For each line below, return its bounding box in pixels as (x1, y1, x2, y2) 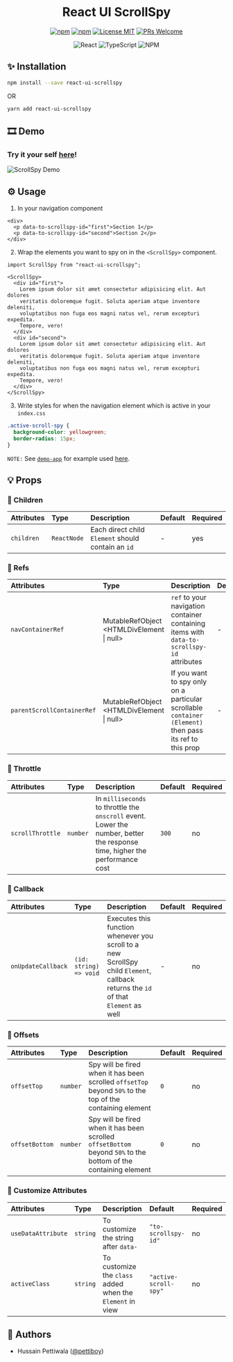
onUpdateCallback (10, 962, 68, 971)
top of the (88, 1094, 120, 1104)
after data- (103, 1242, 138, 1251)
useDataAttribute (10, 1229, 68, 1238)
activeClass (10, 1280, 51, 1288)
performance (95, 854, 139, 864)
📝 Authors (7, 1329, 52, 1340)
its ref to (171, 734, 198, 744)
